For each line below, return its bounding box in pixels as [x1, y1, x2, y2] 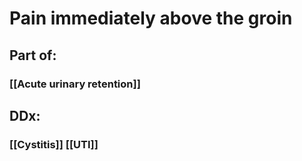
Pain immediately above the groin [9, 7, 293, 30]
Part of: [9, 47, 57, 64]
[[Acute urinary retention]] [9, 77, 141, 91]
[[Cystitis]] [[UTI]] [9, 137, 99, 151]
